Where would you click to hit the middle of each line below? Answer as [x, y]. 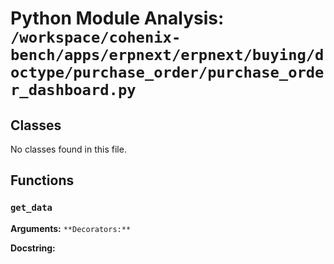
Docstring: [33, 248]
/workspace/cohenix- [96, 37]
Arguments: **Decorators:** [71, 228]
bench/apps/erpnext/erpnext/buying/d [167, 55]
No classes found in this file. [68, 149]
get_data [31, 208]
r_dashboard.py [73, 90]
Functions [42, 180]
